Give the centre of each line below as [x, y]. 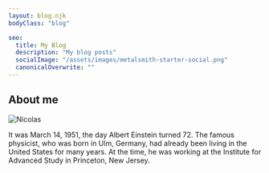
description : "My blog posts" [66, 53]
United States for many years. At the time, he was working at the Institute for [135, 151]
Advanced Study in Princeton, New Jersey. [79, 160]
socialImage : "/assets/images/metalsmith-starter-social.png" [122, 60]
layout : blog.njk [37, 16]
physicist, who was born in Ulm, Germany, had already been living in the [128, 143]
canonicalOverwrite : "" [55, 68]
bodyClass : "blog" [39, 23]
